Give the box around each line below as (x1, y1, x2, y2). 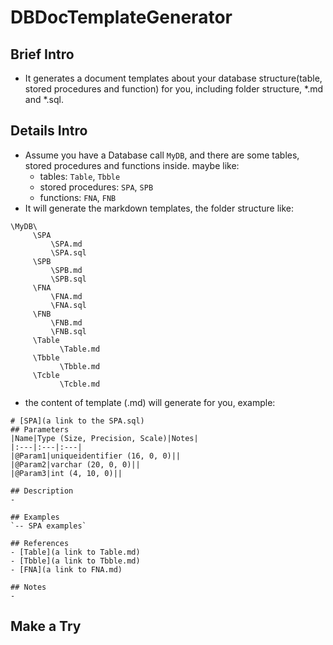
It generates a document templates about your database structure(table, (24, 72, 323, 84)
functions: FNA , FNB (39, 191, 117, 203)
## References (10, 538, 70, 548)
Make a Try (10, 618, 82, 635)
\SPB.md (50, 265, 83, 275)
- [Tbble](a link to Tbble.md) (10, 556, 141, 566)
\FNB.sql (50, 326, 87, 336)
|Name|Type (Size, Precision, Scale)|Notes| (10, 433, 199, 443)
